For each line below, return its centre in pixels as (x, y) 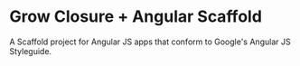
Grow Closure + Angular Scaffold (136, 17)
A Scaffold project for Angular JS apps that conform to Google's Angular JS (150, 42)
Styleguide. (31, 51)
